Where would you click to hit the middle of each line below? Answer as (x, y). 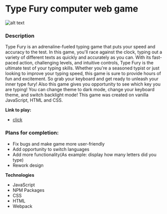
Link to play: (18, 110)
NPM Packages (28, 190)
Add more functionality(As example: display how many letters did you (85, 155)
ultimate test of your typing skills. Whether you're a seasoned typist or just (82, 68)
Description (20, 36)
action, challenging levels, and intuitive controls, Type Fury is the (87, 63)
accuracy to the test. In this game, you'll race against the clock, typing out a (84, 52)
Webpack (22, 206)
